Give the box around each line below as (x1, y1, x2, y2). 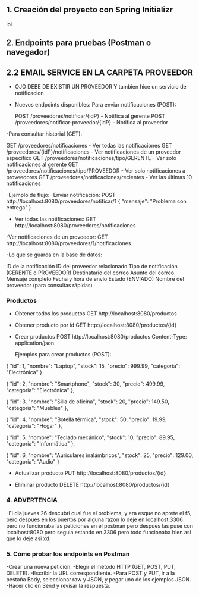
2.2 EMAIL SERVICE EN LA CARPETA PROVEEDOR (6, 67, 193, 77)
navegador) (6, 47, 50, 57)
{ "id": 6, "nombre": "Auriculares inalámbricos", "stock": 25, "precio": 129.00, (6, 452, 194, 459)
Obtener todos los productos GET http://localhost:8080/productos (14, 310, 177, 317)
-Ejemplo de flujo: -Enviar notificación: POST (6, 192, 116, 199)
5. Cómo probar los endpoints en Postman (6, 550, 130, 558)
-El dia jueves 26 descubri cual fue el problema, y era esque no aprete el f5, (6, 509, 192, 516)
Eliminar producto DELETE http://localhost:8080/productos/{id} (14, 481, 170, 488)
